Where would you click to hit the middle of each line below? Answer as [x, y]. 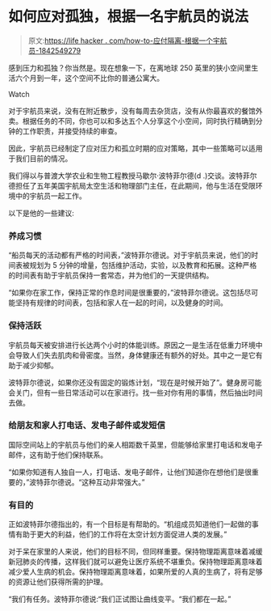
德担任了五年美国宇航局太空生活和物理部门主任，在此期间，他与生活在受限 [132, 185]
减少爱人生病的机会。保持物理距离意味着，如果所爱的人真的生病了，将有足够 [135, 572]
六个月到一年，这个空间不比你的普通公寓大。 [89, 78]
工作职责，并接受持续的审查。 [72, 131]
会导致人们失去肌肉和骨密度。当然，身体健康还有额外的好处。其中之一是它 [132, 355]
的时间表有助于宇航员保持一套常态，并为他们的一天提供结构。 [111, 275]
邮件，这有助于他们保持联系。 [58, 455]
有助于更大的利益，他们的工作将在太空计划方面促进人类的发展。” [121, 534]
